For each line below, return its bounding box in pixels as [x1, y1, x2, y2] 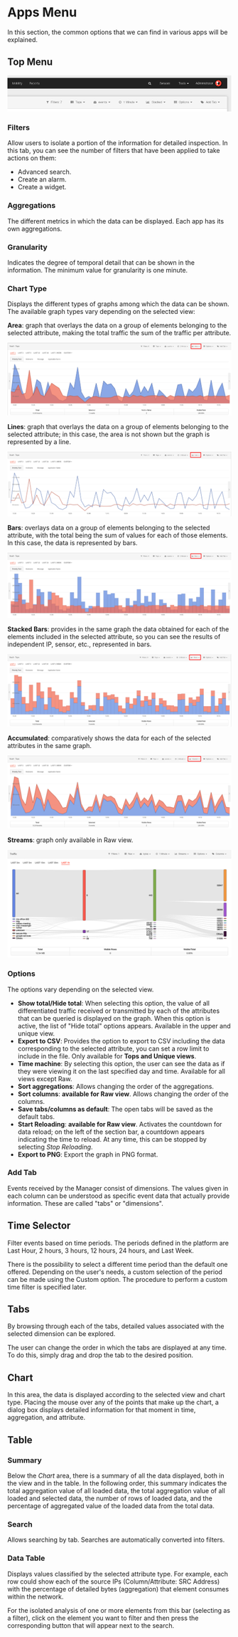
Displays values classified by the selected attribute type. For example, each [7, 1569, 229, 1578]
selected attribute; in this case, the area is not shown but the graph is [7, 430, 210, 438]
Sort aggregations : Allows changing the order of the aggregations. [17, 1082, 215, 1090]
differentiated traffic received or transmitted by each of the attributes [17, 1006, 220, 1015]
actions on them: [7, 154, 57, 162]
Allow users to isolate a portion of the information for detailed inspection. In [7, 139, 228, 147]
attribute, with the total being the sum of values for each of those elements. [7, 531, 228, 539]
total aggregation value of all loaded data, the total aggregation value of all [7, 1486, 225, 1495]
